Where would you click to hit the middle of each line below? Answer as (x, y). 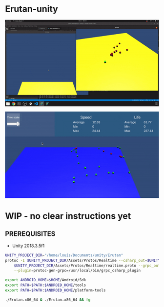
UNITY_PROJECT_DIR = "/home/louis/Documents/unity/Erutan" (64, 255)
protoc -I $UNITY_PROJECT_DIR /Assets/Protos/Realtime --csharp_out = (76, 260)
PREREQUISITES (30, 234)
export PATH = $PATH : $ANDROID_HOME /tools (46, 285)
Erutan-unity (32, 9)
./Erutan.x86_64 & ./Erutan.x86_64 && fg (48, 300)
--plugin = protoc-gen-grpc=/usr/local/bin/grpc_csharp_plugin (77, 271)
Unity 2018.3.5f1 (28, 246)
